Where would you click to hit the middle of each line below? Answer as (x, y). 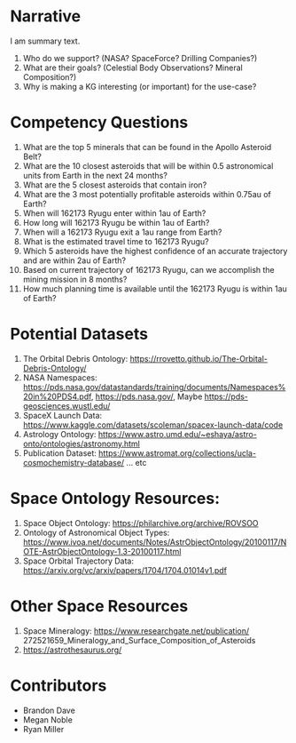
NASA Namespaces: (60, 377)
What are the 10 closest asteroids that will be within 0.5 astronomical (148, 165)
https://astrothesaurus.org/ (72, 650)
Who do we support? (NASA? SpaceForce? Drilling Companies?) (140, 58)
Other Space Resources (99, 606)
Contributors (58, 685)
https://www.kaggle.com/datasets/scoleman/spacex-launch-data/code (153, 425)
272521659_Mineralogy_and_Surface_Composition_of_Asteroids (139, 640)
